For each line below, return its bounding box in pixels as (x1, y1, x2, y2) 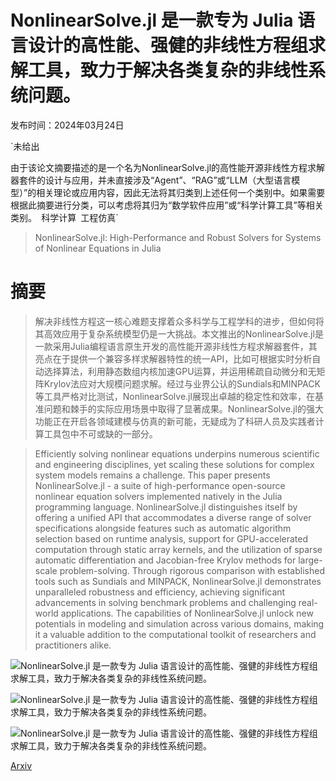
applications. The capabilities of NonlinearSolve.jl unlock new (60, 607, 314, 619)
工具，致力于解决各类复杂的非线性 (28, 59, 309, 82)
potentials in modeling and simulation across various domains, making (34, 617, 325, 630)
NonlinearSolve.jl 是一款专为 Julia (10, 9, 294, 32)
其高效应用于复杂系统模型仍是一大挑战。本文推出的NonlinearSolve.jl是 (34, 327, 324, 340)
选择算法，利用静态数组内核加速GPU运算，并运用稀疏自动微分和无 (43, 365, 317, 377)
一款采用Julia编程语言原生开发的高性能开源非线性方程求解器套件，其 (34, 340, 318, 352)
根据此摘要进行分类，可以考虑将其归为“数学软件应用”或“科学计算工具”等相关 (10, 199, 324, 211)
